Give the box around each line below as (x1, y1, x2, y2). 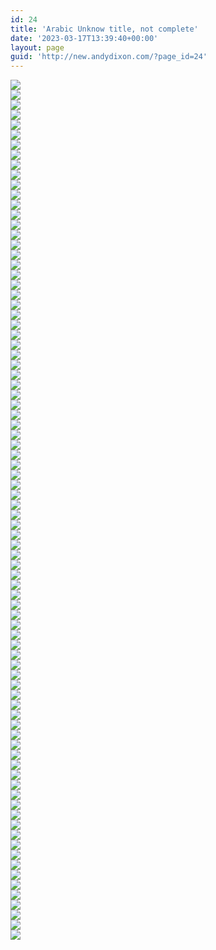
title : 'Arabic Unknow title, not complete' (10, 24, 199, 34)
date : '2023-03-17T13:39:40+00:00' (10, 33, 159, 43)
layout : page (10, 42, 65, 53)
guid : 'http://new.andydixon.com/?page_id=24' (10, 52, 208, 62)
